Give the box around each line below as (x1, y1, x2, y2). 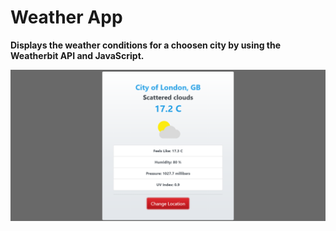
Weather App (10, 6, 123, 29)
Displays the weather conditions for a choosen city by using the (10, 39, 282, 51)
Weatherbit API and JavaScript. (10, 49, 145, 61)
